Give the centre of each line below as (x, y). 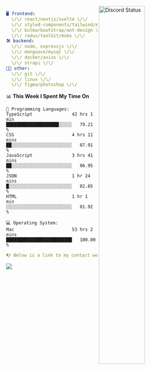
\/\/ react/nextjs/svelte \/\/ (50, 19)
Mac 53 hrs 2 (50, 230)
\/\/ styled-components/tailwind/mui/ (59, 25)
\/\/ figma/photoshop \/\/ (44, 85)
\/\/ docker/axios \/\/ (40, 58)
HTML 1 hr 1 (47, 197)
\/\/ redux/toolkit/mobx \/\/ (48, 36)
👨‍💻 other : (18, 68)
